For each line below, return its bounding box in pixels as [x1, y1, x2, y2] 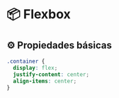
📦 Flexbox [6, 6, 72, 23]
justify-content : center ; [13, 71, 90, 78]
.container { [6, 58, 45, 65]
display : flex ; [13, 64, 58, 71]
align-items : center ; [13, 78, 77, 85]
